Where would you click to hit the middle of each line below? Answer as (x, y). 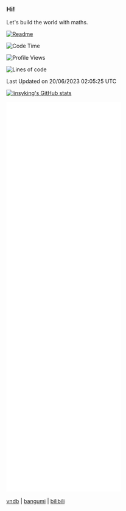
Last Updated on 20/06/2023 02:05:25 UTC (61, 82)
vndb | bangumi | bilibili (36, 501)
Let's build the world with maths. (47, 23)
